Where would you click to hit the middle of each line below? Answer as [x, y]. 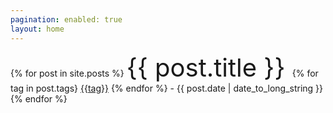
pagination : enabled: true [66, 19]
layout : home [37, 29]
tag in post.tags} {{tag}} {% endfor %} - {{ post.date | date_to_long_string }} [167, 88]
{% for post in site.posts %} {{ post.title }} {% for [164, 67]
